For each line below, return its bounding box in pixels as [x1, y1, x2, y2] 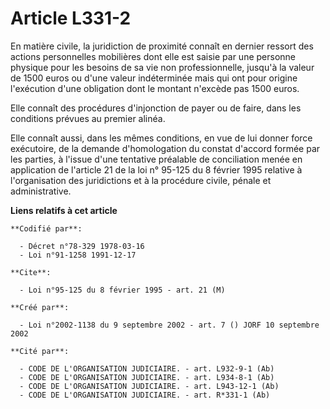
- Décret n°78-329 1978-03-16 [19, 241, 145, 251]
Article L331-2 [10, 7, 132, 30]
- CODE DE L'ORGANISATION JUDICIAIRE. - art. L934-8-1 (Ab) [19, 372, 275, 382]
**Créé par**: [10, 302, 70, 312]
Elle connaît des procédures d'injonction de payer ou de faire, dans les [10, 102, 302, 114]
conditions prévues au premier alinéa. [10, 112, 166, 124]
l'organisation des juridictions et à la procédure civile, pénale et [10, 174, 272, 186]
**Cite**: [10, 267, 52, 277]
